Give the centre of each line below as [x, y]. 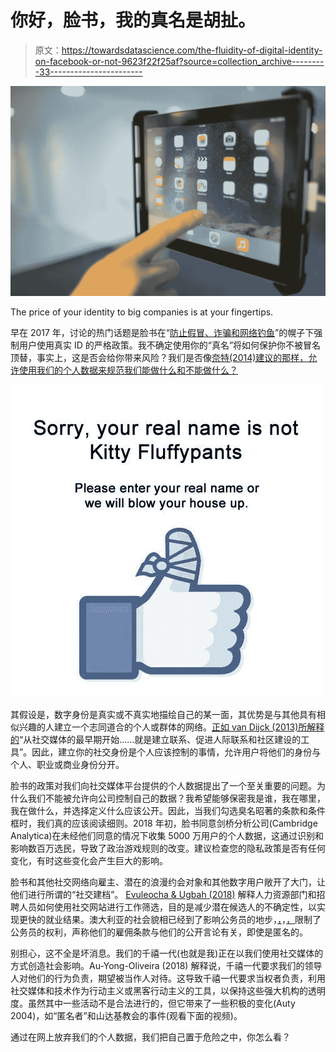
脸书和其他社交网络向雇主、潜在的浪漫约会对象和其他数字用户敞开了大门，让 [168, 882]
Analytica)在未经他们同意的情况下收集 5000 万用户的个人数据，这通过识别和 [167, 835]
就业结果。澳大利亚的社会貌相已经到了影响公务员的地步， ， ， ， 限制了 [183, 919]
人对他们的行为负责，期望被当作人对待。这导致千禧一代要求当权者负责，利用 [168, 978]
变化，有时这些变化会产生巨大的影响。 [89, 860]
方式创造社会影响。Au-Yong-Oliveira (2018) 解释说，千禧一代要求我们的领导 [166, 965]
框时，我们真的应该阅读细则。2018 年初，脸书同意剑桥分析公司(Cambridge [164, 823]
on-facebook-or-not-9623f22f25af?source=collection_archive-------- [179, 61]
